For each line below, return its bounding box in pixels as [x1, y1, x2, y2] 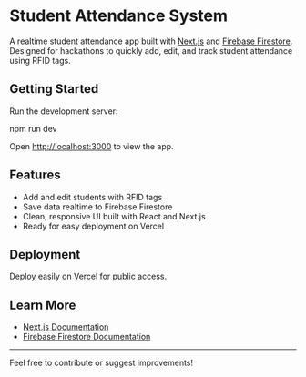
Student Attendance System [9, 5, 229, 26]
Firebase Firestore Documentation [22, 331, 151, 342]
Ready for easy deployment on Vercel [22, 220, 165, 231]
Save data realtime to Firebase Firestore [22, 201, 173, 212]
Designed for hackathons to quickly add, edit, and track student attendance [9, 45, 293, 56]
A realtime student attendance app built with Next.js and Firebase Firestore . [9, 36, 293, 46]
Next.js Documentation [22, 321, 109, 332]
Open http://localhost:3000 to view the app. [9, 140, 175, 151]
